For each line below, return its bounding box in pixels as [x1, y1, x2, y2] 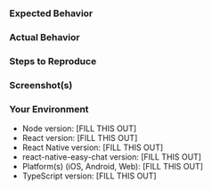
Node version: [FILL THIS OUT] [21, 123, 137, 134]
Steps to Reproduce [9, 54, 97, 67]
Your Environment [9, 103, 89, 115]
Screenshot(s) [9, 78, 73, 91]
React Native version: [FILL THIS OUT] [21, 142, 164, 153]
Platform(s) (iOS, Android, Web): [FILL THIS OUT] [21, 161, 203, 171]
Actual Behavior [9, 30, 80, 43]
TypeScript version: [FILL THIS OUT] [21, 170, 158, 181]
